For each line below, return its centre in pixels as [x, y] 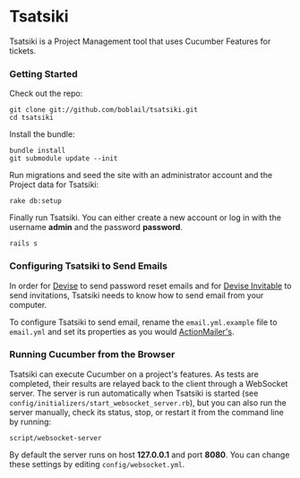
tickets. [23, 50]
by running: [30, 422]
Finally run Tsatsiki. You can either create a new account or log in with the [146, 218]
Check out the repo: [46, 94]
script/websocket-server [56, 438]
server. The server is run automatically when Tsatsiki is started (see [134, 393]
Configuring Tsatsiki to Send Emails [89, 266]
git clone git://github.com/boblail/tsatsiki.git [104, 110]
